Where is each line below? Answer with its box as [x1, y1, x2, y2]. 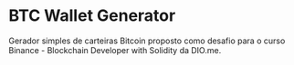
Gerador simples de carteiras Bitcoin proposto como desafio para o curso [8, 35, 286, 46]
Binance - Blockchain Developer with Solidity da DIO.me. [8, 44, 222, 55]
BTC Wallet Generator [8, 5, 176, 26]
